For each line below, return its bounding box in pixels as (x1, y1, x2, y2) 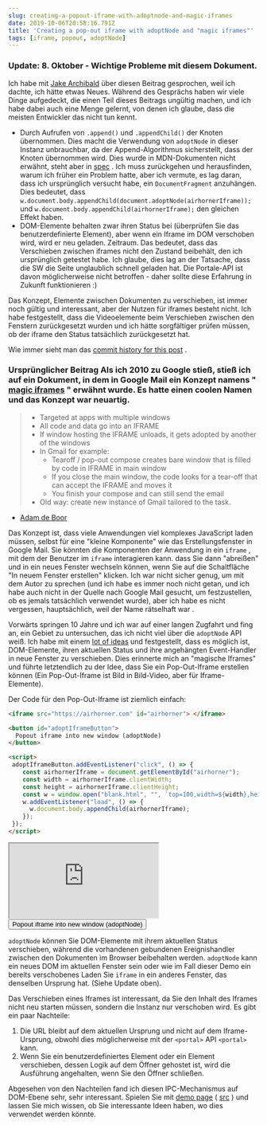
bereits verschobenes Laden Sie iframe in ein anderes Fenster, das (8, 970, 227, 979)
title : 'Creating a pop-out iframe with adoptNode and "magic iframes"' (8, 26, 254, 34)
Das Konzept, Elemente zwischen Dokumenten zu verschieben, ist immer (8, 296, 248, 305)
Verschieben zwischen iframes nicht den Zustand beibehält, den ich (19, 246, 243, 256)
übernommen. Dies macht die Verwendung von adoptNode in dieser (19, 136, 238, 146)
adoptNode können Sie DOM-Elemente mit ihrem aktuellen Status (8, 935, 219, 945)
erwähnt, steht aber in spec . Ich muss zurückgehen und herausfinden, (19, 161, 252, 171)
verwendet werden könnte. (8, 1109, 97, 1119)
